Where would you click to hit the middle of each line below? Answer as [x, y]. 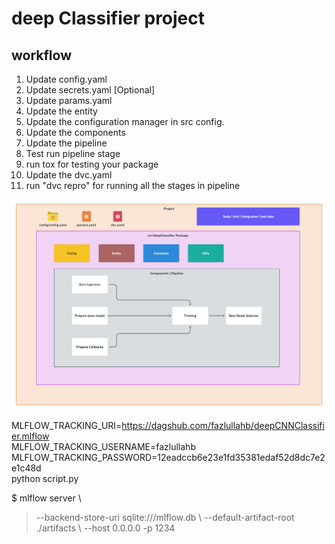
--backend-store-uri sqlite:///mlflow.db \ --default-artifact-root [165, 518]
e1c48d [26, 468]
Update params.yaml [69, 100]
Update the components [75, 132]
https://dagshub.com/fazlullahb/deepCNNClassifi [223, 426]
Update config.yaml [66, 79]
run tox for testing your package [92, 164]
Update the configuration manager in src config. [125, 121]
